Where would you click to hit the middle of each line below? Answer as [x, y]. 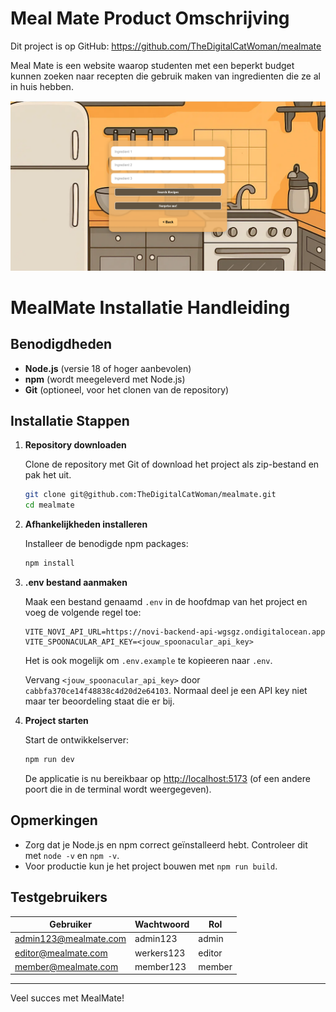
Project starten [56, 721]
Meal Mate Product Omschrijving [150, 18]
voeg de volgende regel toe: [83, 613]
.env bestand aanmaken [76, 583]
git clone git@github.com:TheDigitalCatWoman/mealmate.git [150, 495]
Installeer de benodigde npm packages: [106, 544]
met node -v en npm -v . [72, 855]
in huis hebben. [42, 86]
